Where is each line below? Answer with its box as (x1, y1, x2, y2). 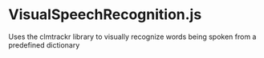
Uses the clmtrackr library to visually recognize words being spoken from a (8, 32, 257, 41)
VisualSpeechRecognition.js (8, 6, 202, 24)
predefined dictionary (8, 40, 80, 49)
